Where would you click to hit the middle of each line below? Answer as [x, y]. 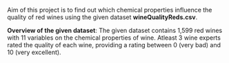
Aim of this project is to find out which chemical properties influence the [110, 10]
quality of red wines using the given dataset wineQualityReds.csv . [102, 17]
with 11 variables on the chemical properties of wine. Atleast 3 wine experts [114, 38]
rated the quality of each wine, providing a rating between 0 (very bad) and [114, 45]
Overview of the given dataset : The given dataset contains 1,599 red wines [115, 30]
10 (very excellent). [34, 52]
